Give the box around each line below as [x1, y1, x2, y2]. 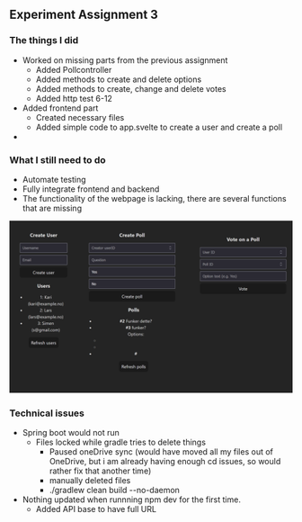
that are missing [22, 202, 83, 213]
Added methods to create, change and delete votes [35, 83, 226, 94]
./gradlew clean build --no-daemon [49, 485, 180, 496]
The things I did [9, 34, 79, 47]
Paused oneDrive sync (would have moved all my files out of [49, 446, 274, 457]
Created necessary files [35, 112, 125, 122]
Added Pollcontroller [35, 64, 112, 75]
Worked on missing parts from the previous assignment [22, 54, 228, 66]
